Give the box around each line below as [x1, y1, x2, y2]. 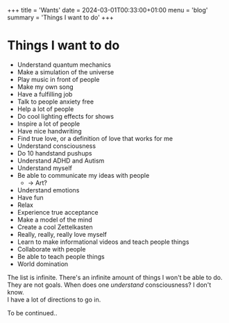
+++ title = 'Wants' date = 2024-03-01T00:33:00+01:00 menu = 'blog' [7, 6, 208, 14]
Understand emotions [17, 185, 80, 194]
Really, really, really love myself [17, 230, 108, 238]
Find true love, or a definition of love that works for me [17, 134, 173, 142]
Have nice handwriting [17, 126, 82, 135]
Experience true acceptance [17, 208, 99, 216]
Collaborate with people [17, 245, 86, 253]
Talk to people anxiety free [17, 97, 94, 106]
